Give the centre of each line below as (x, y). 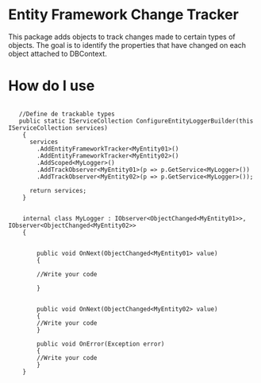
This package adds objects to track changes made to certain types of (122, 37)
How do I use (52, 86)
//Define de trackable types (67, 114)
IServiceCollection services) (58, 128)
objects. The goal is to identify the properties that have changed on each (127, 45)
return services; (58, 190)
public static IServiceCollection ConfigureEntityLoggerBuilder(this (136, 121)
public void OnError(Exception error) (101, 344)
